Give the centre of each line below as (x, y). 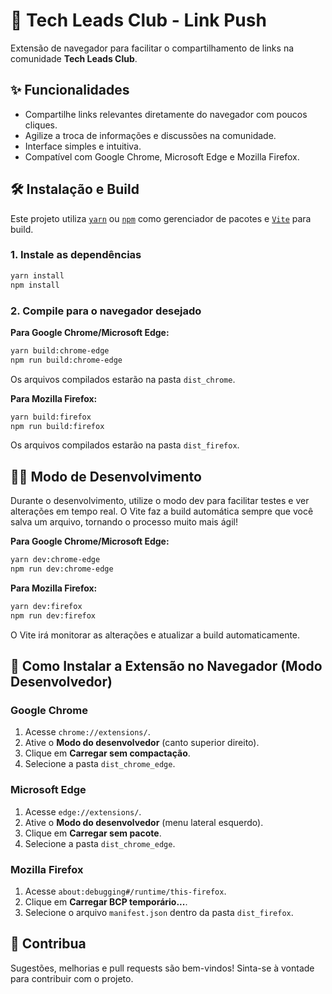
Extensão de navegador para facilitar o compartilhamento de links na (152, 48)
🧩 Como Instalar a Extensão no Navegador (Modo (166, 666)
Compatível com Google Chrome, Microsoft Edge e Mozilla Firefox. (162, 156)
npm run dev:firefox (53, 615)
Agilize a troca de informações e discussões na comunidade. (150, 135)
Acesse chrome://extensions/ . (87, 732)
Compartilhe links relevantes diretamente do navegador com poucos (166, 114)
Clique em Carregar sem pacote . (93, 833)
